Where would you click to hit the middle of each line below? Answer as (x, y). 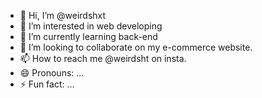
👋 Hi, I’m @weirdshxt (63, 15)
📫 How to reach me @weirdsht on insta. (103, 58)
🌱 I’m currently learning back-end (88, 36)
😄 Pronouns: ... (52, 73)
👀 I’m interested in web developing (91, 26)
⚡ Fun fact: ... (47, 84)
